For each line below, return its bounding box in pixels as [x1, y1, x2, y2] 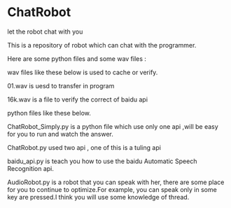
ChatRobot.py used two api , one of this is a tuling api [7, 143, 161, 151]
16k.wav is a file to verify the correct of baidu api [7, 95, 148, 104]
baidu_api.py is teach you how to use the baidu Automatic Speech [7, 157, 197, 165]
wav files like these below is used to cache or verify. [7, 68, 158, 76]
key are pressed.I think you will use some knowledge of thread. [7, 193, 190, 201]
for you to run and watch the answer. [7, 130, 114, 138]
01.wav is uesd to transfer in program [7, 81, 115, 90]
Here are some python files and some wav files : [7, 54, 147, 63]
